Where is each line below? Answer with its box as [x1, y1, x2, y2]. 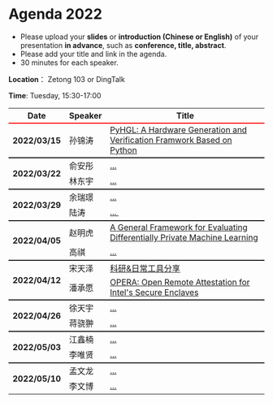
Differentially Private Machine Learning [109, 232, 258, 243]
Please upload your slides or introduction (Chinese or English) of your [19, 32, 259, 41]
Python [109, 144, 137, 155]
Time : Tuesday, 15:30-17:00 [8, 90, 102, 100]
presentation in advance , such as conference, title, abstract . [19, 40, 227, 50]
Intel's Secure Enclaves [109, 286, 199, 297]
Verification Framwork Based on [109, 134, 232, 145]
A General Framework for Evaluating [109, 221, 248, 232]
